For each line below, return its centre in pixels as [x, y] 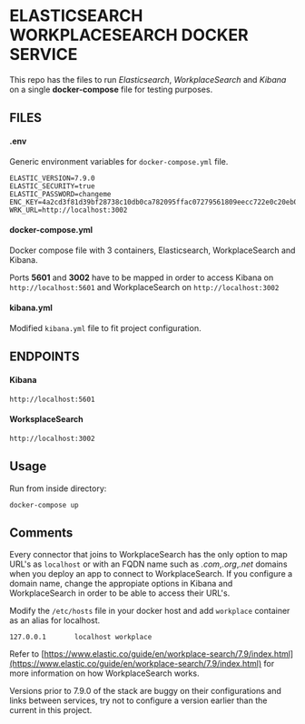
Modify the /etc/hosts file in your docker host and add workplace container [150, 611]
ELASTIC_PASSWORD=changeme [60, 194]
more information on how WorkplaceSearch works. [104, 673]
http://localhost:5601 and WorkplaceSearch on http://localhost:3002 [144, 287]
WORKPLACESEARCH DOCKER [129, 35]
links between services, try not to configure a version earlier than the [138, 700]
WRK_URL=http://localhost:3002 [69, 210]
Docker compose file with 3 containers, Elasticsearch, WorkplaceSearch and [152, 250]
